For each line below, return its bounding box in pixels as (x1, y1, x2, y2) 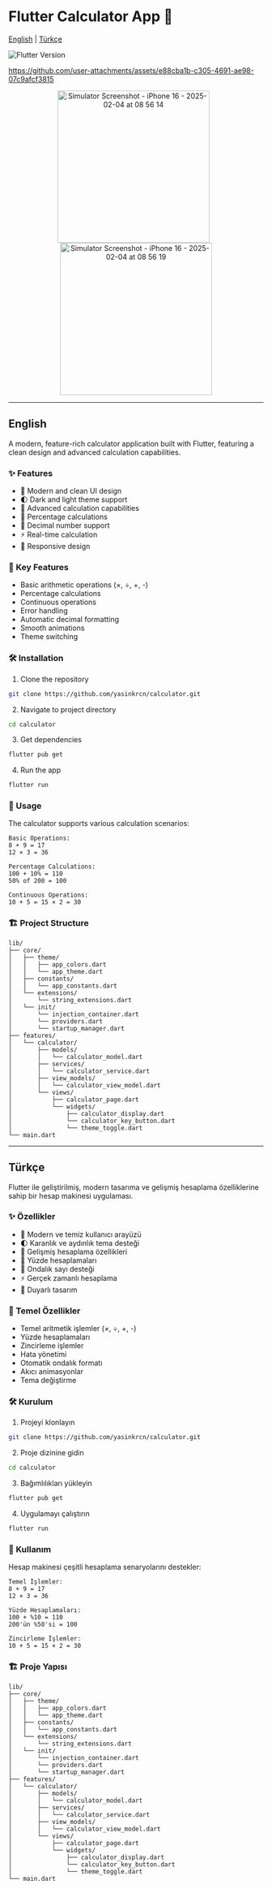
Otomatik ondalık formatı (19, 1358, 103, 1368)
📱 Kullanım (8, 1543, 51, 1554)
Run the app (19, 765, 62, 775)
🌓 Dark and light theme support (19, 495, 128, 504)
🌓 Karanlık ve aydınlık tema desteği (19, 1238, 140, 1247)
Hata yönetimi (19, 1350, 67, 1359)
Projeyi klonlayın (19, 1417, 75, 1428)
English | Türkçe (8, 34, 62, 44)
